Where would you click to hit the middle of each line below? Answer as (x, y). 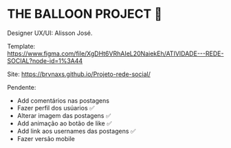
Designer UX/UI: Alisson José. (50, 33)
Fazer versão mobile (46, 138)
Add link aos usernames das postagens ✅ (76, 131)
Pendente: (22, 87)
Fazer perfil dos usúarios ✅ (56, 108)
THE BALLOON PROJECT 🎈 (85, 14)
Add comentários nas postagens (63, 100)
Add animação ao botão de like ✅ (64, 123)
